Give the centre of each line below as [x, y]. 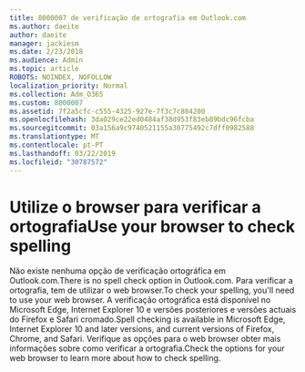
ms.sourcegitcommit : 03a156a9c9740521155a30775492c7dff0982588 [132, 129]
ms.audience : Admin [46, 60]
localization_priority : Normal [69, 86]
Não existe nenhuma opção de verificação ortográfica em [117, 271]
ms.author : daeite [44, 26]
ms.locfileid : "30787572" [58, 162]
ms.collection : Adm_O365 [56, 94]
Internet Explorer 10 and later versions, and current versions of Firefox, [142, 329]
